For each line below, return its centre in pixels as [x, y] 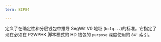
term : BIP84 [17, 10]
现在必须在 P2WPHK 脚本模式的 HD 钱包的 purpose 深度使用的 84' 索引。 [79, 34]
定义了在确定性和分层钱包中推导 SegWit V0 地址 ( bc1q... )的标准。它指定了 [81, 28]
